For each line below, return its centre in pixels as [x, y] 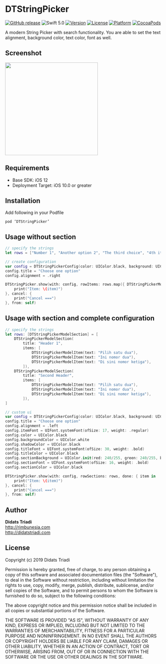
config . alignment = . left [32, 426]
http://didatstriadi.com [28, 532]
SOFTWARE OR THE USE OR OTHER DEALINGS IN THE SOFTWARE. [74, 657]
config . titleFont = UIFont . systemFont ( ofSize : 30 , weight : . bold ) [75, 449]
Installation [23, 200]
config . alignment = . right [33, 275]
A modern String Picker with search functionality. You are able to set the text [83, 32]
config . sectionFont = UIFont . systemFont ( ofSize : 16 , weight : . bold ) [77, 463]
